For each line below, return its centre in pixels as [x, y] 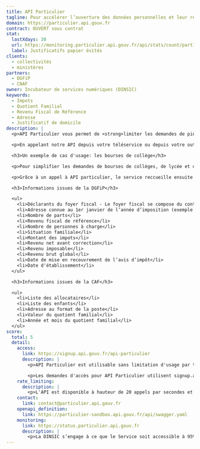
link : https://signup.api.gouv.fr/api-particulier [86, 354]
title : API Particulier [36, 12]
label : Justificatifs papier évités [57, 51]
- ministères [28, 67]
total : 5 [22, 337]
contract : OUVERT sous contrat [45, 28]
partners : [18, 73]
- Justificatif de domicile [46, 123]
